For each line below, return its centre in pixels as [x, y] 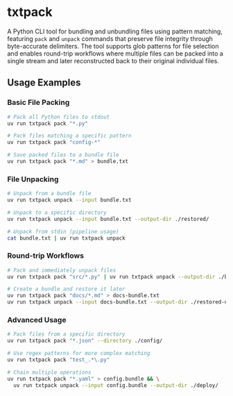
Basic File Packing [38, 103]
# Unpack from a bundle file [49, 194]
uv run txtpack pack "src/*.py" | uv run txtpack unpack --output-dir [111, 277]
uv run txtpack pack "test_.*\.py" [59, 360]
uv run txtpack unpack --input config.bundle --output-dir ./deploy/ [116, 385]
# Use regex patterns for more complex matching [79, 354]
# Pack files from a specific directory [67, 334]
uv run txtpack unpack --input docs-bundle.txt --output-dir [97, 302]
